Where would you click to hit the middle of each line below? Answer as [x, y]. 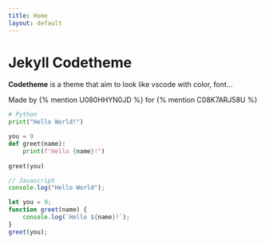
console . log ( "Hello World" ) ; [57, 188]
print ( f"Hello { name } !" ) [64, 151]
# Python [23, 115]
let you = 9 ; [30, 203]
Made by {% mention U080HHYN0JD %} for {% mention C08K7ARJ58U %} [133, 100]
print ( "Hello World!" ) [46, 122]
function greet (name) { [48, 210]
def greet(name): [37, 144]
